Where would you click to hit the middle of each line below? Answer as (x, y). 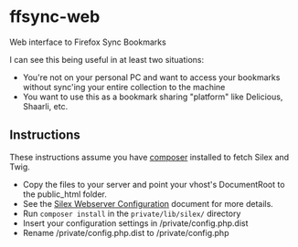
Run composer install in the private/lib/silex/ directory (132, 213)
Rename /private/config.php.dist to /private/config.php (126, 232)
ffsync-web (55, 17)
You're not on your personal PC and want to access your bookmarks (151, 77)
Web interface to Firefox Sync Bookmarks (88, 42)
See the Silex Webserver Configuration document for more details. (148, 203)
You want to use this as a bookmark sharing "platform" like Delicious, (153, 97)
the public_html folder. (64, 194)
